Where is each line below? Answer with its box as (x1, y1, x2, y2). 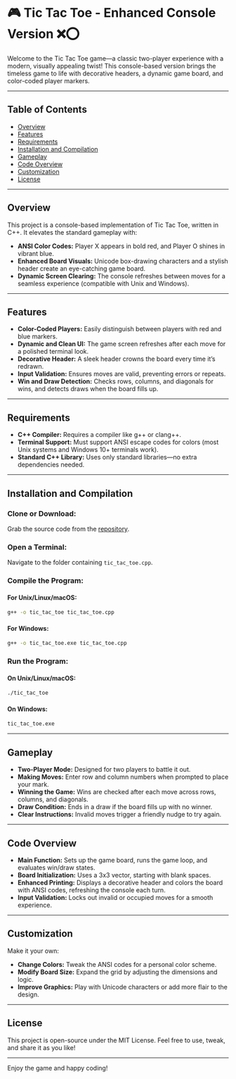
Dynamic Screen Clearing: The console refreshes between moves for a (17, 271, 226, 280)
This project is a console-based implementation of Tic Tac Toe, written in (7, 221, 219, 229)
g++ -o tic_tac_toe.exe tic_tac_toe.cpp (7, 640, 128, 647)
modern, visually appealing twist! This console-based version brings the (7, 61, 216, 70)
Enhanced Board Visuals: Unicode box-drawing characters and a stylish (17, 257, 228, 265)
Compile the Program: (7, 576, 84, 586)
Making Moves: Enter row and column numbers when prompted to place (17, 772, 229, 782)
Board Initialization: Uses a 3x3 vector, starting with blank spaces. (17, 870, 211, 879)
